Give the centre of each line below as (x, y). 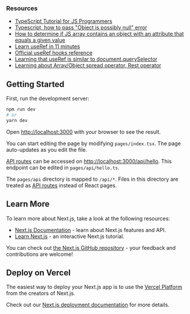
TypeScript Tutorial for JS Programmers (64, 21)
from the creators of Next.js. (41, 293)
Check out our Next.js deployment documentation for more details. (88, 305)
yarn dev (17, 120)
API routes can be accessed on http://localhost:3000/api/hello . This (89, 161)
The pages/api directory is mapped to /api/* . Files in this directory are (92, 179)
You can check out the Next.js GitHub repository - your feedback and (91, 247)
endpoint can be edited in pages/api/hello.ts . (63, 167)
